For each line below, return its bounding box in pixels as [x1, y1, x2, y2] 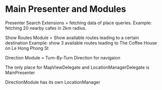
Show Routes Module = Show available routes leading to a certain [5, 35, 139, 41]
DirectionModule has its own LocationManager [5, 79, 101, 85]
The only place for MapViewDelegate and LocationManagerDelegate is [5, 64, 150, 70]
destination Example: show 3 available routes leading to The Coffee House [5, 40, 157, 45]
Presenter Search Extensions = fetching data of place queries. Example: [5, 20, 152, 26]
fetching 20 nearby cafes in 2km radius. [5, 25, 87, 31]
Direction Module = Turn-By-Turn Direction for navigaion [5, 54, 120, 60]
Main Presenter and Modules [5, 3, 126, 15]
